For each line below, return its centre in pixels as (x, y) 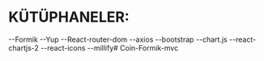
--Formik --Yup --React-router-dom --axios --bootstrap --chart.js (118, 39)
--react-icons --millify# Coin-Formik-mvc (109, 47)
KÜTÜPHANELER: (69, 17)
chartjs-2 (23, 47)
